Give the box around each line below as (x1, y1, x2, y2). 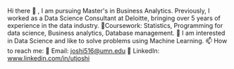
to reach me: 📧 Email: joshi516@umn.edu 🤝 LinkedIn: (7, 47, 160, 55)
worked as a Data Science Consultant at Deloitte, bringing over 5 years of (7, 14, 221, 22)
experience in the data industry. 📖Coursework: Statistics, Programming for (7, 22, 223, 29)
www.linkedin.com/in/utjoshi (7, 54, 90, 62)
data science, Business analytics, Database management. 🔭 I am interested (7, 29, 226, 37)
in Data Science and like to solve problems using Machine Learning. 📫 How (7, 37, 228, 45)
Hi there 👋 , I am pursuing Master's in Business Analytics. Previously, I (7, 7, 210, 15)
